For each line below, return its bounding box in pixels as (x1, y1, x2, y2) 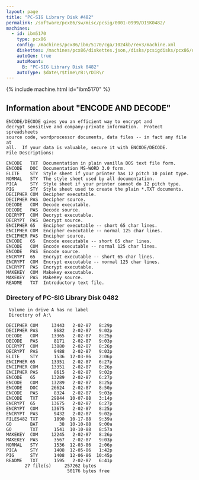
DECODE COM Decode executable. (6, 202, 92, 208)
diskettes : (17, 48, 44, 53)
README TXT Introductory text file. (6, 280, 105, 286)
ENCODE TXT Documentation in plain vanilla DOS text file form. (6, 160, 176, 166)
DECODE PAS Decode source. (6, 207, 81, 213)
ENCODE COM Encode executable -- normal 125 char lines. (6, 244, 158, 250)
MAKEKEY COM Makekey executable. (6, 270, 94, 276)
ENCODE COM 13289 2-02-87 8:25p (6, 380, 113, 386)
